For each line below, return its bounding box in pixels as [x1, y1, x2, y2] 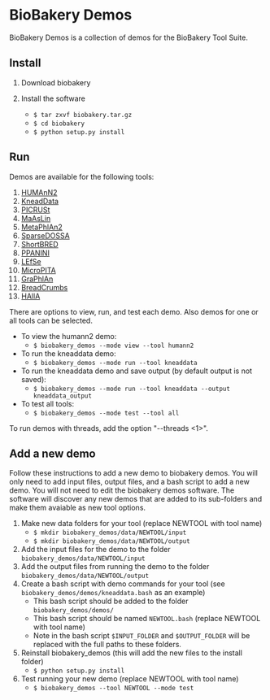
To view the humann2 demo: [20, 331, 117, 341]
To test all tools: [20, 398, 75, 408]
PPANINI [20, 248, 50, 258]
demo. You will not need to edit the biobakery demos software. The [9, 485, 235, 495]
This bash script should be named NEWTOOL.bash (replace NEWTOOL [33, 614, 261, 624]
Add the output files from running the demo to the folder [20, 562, 210, 572]
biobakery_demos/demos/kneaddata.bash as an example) [20, 588, 206, 598]
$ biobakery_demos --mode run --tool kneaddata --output [33, 385, 231, 393]
